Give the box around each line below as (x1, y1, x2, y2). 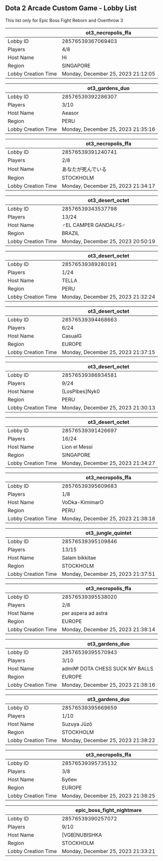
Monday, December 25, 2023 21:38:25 (61, 792, 155, 799)
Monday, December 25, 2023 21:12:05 (61, 70, 155, 77)
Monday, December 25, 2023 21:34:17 (61, 182, 155, 189)
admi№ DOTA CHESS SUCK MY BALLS (61, 665, 153, 672)
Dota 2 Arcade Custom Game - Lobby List (5, 4, 137, 13)
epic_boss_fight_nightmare (75, 806, 142, 813)
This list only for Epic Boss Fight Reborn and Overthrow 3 (5, 17, 123, 23)
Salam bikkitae (61, 554, 96, 561)
